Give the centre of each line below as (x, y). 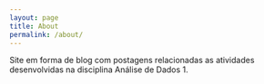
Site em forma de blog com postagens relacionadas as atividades (132, 61)
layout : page (34, 18)
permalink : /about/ (46, 34)
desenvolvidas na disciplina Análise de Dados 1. (99, 70)
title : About (34, 26)
